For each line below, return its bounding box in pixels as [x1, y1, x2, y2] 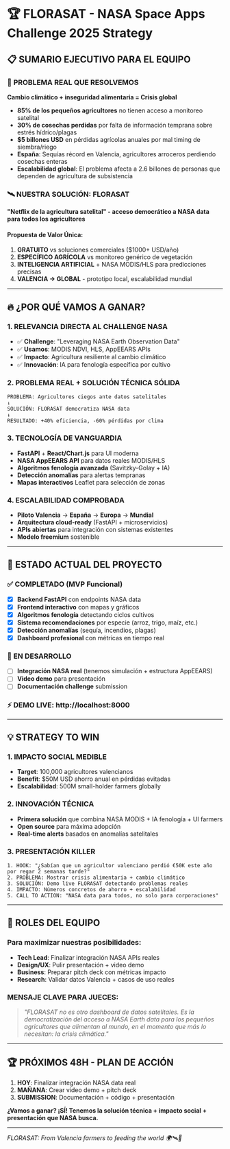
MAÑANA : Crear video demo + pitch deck [16, 1085, 137, 1094]
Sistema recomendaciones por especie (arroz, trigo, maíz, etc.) [16, 618, 199, 627]
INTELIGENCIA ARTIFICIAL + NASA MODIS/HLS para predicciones [16, 261, 207, 269]
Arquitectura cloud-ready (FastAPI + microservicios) [16, 518, 168, 526]
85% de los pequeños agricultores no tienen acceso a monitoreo [16, 106, 203, 114]
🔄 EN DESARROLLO [7, 651, 72, 661]
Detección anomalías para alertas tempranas [16, 471, 146, 479]
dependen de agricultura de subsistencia [16, 171, 133, 180]
